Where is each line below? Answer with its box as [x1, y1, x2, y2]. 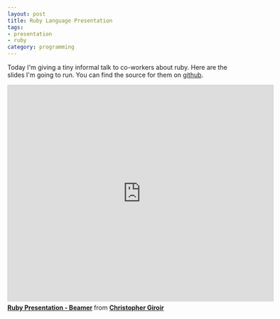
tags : [7, 23, 23, 31]
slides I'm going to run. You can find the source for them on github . [7, 70, 204, 79]
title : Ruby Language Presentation [7, 17, 113, 24]
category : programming [7, 43, 75, 51]
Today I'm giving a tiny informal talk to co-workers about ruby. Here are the [7, 63, 227, 71]
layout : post [7, 10, 46, 18]
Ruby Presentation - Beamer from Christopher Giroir [7, 303, 165, 312]
